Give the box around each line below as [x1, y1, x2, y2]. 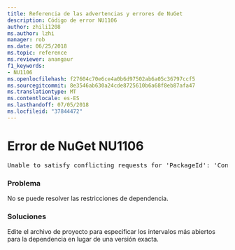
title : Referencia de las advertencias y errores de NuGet [7, 10, 183, 18]
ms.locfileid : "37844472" [7, 108, 83, 115]
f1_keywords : [7, 62, 45, 69]
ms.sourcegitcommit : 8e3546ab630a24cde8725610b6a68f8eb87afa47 [7, 82, 196, 89]
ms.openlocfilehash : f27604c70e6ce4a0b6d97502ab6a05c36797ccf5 [7, 75, 196, 83]
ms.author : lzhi [7, 29, 55, 37]
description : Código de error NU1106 [7, 17, 117, 24]
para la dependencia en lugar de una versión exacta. [7, 235, 159, 244]
